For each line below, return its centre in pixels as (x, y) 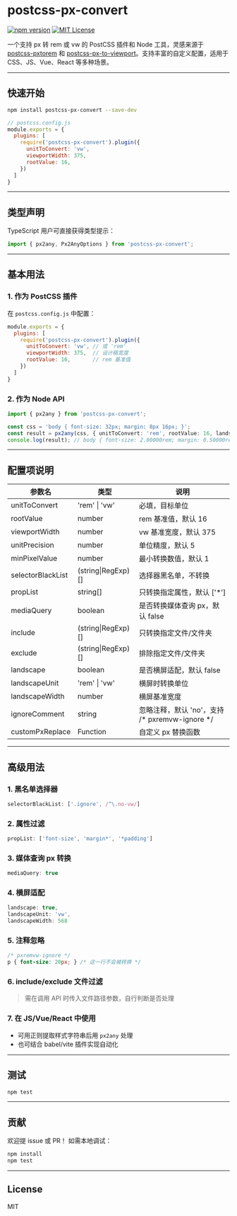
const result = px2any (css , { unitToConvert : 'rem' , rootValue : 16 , (110, 433)
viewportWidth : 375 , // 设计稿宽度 (77, 353)
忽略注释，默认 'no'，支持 (181, 710)
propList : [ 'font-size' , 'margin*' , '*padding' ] (80, 839)
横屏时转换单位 (164, 684)
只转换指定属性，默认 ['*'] (182, 592)
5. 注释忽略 (26, 940)
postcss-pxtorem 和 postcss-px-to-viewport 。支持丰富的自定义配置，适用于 (118, 53)
